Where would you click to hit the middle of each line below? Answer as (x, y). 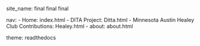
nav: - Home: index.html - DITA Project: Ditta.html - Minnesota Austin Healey (100, 20)
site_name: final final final (37, 9)
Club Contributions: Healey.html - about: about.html (70, 26)
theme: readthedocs (31, 37)
